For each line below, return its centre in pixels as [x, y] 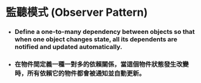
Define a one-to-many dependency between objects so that [104, 32]
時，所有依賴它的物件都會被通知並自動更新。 [80, 73]
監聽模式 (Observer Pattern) [77, 12]
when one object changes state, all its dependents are [96, 39]
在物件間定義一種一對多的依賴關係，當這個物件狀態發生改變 [101, 64]
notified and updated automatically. [68, 47]
